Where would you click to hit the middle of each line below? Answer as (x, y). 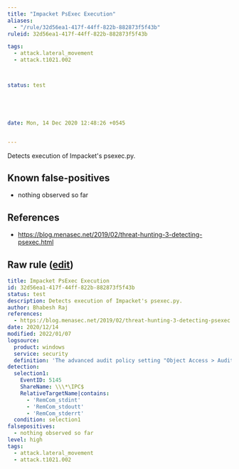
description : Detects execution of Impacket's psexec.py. (95, 301)
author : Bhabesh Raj (38, 307)
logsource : (23, 340)
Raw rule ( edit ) (41, 264)
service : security (41, 354)
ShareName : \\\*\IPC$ (52, 387)
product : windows (39, 347)
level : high (25, 440)
